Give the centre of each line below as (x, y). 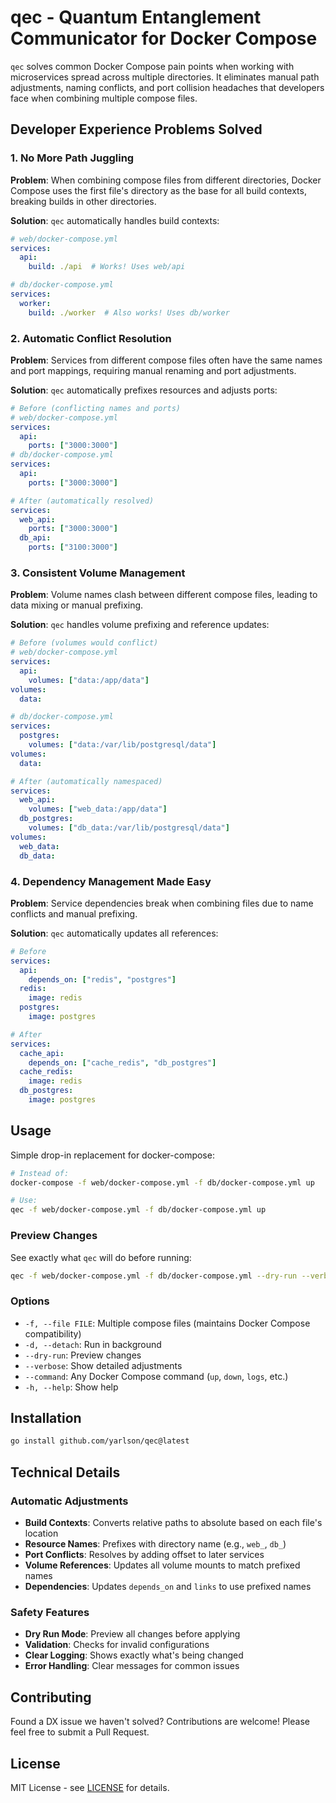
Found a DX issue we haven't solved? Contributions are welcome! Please (160, 1722)
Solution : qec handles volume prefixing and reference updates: (140, 625)
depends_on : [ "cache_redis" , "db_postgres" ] (122, 1062)
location (41, 1533)
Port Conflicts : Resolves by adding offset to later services (144, 1555)
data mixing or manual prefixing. (77, 605)
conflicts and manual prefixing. (74, 913)
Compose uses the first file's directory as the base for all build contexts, (158, 190)
